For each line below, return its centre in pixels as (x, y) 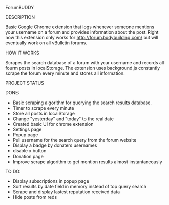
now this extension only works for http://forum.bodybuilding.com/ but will (82, 38)
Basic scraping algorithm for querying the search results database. (82, 102)
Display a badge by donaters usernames (55, 145)
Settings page (27, 129)
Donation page (28, 156)
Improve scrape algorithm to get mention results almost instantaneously (88, 162)
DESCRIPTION (20, 17)
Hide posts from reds (35, 197)
